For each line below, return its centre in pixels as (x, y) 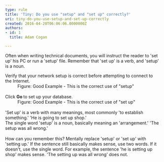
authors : (14, 28)
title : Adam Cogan (29, 38)
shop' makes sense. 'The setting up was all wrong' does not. (67, 154)
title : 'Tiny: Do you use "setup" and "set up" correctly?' (68, 14)
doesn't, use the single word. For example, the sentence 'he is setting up (79, 149)
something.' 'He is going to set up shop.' (46, 118)
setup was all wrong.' (27, 128)
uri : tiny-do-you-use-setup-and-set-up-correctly (57, 19)
